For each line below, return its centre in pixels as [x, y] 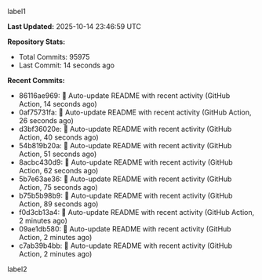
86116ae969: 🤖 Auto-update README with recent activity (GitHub [124, 96]
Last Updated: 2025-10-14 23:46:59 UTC [75, 26]
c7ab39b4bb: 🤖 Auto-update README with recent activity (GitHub [126, 245]
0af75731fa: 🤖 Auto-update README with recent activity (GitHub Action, [135, 112]
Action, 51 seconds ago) [58, 154]
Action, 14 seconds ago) [58, 104]
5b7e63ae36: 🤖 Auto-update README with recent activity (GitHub [125, 179]
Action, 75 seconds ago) [58, 187]
